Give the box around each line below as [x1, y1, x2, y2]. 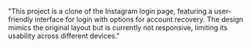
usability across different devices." [8, 31, 120, 40]
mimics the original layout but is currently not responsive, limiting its [8, 23, 228, 32]
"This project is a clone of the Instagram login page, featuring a [8, 7, 213, 15]
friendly [8, 15, 34, 24]
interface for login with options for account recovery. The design [35, 15, 244, 24]
